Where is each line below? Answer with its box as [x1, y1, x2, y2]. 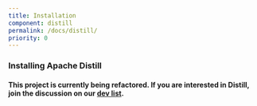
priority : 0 [8, 33, 48, 42]
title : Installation [8, 11, 77, 20]
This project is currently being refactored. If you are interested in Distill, [8, 80, 250, 89]
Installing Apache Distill [8, 61, 102, 72]
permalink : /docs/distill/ [8, 26, 98, 34]
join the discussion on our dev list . [8, 88, 125, 98]
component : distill [8, 19, 73, 27]
